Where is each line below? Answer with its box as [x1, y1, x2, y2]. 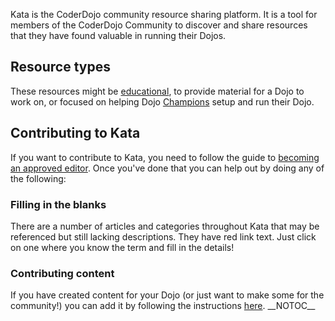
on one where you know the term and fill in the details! [10, 241, 235, 253]
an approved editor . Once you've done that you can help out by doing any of [10, 162, 325, 174]
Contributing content [10, 266, 115, 280]
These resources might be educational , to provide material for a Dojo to [10, 85, 305, 97]
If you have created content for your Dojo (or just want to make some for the [10, 289, 325, 301]
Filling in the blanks [10, 197, 107, 211]
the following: [10, 172, 67, 184]
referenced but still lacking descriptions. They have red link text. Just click [10, 230, 317, 243]
